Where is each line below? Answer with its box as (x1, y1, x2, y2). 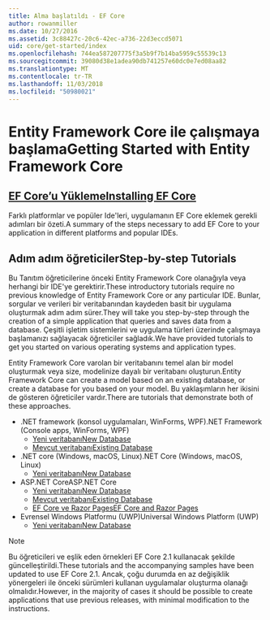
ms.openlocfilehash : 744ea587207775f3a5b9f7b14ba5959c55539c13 (8, 50, 227, 58)
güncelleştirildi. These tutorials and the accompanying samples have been (8, 561, 254, 570)
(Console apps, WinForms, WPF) (19, 426, 130, 436)
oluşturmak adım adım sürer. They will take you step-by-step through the (8, 308, 250, 318)
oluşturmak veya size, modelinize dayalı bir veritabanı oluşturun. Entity (8, 366, 242, 376)
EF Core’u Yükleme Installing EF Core (8, 189, 197, 203)
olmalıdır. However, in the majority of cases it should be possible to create (8, 587, 253, 596)
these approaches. (8, 401, 71, 411)
